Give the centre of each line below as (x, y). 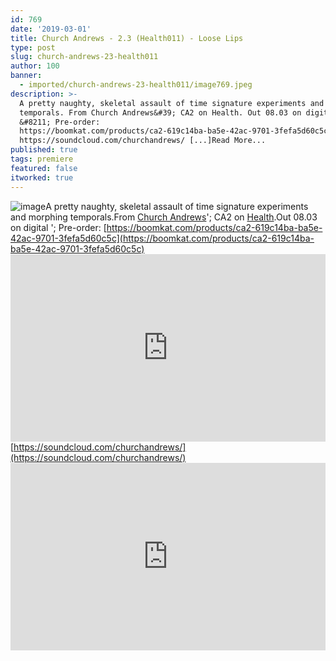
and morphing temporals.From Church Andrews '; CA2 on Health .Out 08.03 (164, 217)
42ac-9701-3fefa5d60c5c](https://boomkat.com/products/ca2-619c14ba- (162, 238)
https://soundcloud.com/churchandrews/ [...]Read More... (143, 141)
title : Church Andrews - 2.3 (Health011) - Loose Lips (127, 38)
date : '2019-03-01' (51, 29)
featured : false (44, 168)
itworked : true (42, 177)
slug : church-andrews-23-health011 (84, 57)
